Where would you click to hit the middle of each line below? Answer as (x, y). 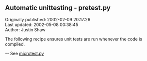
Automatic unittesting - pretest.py (58, 8)
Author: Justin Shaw (25, 30)
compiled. (15, 44)
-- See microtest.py (24, 53)
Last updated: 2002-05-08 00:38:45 (42, 24)
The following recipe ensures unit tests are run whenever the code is (73, 39)
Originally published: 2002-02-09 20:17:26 (48, 19)
